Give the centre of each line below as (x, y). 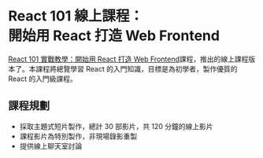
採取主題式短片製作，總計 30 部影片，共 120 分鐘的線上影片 (117, 126)
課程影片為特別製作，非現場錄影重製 (78, 136)
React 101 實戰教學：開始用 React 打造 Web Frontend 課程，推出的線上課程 (128, 59)
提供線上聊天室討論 (51, 145)
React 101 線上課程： (76, 16)
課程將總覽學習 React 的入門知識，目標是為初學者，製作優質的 (136, 68)
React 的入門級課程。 (43, 79)
